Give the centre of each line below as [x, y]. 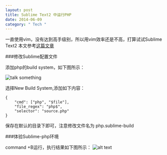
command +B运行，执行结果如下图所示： [48, 147]
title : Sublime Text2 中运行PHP [38, 15]
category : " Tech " [26, 24]
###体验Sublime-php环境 [32, 137]
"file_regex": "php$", [38, 107]
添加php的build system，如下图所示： [45, 67]
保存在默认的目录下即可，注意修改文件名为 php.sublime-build [69, 126]
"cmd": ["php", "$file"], [42, 102]
